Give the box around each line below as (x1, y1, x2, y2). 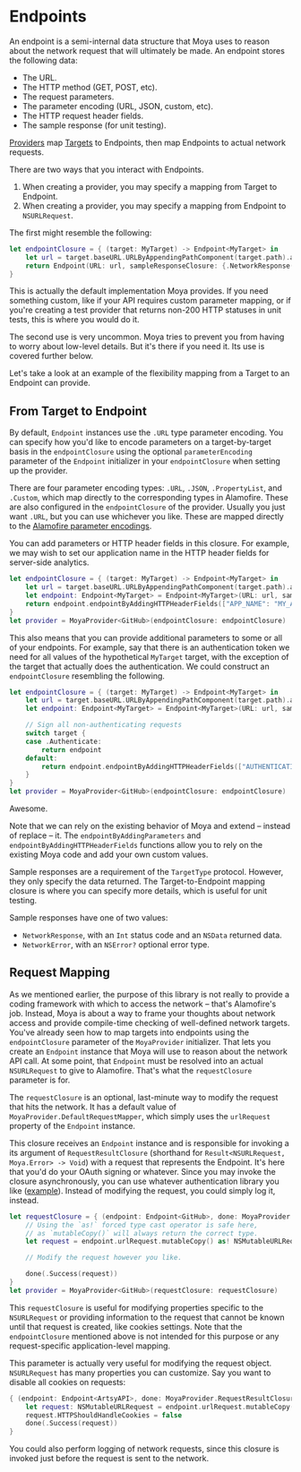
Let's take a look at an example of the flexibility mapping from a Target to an (9, 368, 290, 379)
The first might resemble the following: (9, 227, 152, 238)
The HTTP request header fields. (21, 110, 144, 121)
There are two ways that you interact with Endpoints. (9, 164, 204, 175)
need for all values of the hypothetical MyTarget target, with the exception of (9, 651, 289, 662)
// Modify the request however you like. (25, 1254, 182, 1262)
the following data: (9, 55, 78, 65)
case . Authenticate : (25, 737, 102, 746)
